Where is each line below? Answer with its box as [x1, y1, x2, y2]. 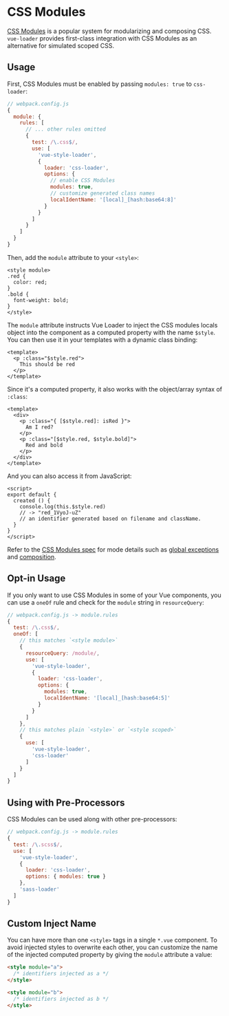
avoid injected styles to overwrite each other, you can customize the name [7, 943, 218, 951]
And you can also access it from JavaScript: [7, 472, 132, 480]
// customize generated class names [50, 190, 155, 197]
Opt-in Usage [7, 572, 66, 585]
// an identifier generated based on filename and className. [19, 515, 201, 522]
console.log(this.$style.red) [19, 503, 107, 510]
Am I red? [25, 424, 54, 431]
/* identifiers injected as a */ [13, 971, 109, 977]
